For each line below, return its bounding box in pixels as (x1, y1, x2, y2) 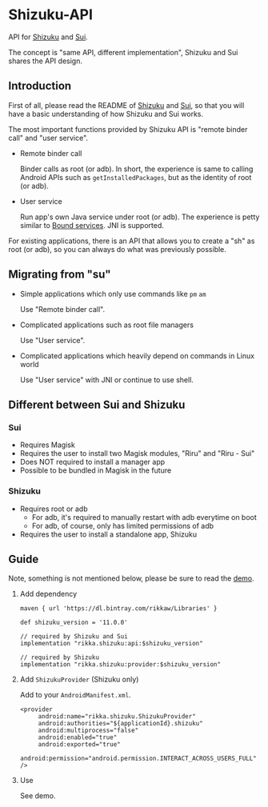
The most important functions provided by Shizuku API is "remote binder (8, 124, 248, 134)
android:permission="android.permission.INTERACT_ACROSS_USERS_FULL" (19, 754, 258, 763)
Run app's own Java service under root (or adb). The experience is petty (19, 212, 260, 222)
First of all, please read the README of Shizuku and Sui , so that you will (8, 100, 245, 110)
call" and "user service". (8, 133, 89, 142)
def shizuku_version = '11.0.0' (19, 618, 128, 627)
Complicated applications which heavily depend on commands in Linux (19, 350, 254, 361)
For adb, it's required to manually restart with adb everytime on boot (31, 512, 258, 521)
